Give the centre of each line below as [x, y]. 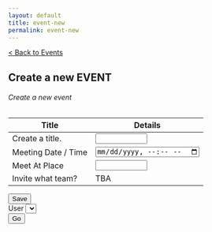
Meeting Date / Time [50, 152]
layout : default [35, 15]
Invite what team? [45, 178]
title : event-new [37, 23]
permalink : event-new [44, 30]
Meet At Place [38, 165]
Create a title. [37, 139]
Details [147, 125]
